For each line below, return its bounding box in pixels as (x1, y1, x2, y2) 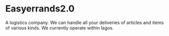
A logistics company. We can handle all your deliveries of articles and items (5, 19, 164, 25)
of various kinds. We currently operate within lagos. (5, 24, 114, 30)
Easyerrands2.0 (5, 3, 75, 14)
